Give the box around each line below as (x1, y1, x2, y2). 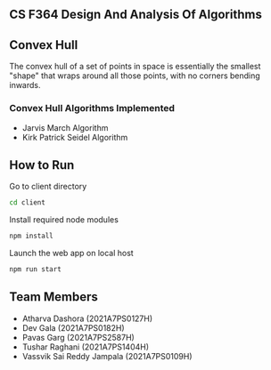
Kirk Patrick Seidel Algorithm (21, 132, 128, 142)
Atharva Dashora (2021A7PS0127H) (21, 313, 153, 324)
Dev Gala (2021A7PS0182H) (21, 322, 125, 333)
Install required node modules (9, 214, 119, 225)
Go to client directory (9, 181, 87, 192)
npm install (9, 231, 53, 241)
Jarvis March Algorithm (21, 122, 109, 133)
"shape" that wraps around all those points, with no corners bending (9, 70, 260, 81)
